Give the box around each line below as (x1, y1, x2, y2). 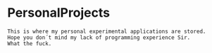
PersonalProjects (7, 5, 111, 21)
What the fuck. (7, 40, 52, 47)
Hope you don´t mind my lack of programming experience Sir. (7, 33, 191, 41)
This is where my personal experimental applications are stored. (7, 28, 206, 35)
